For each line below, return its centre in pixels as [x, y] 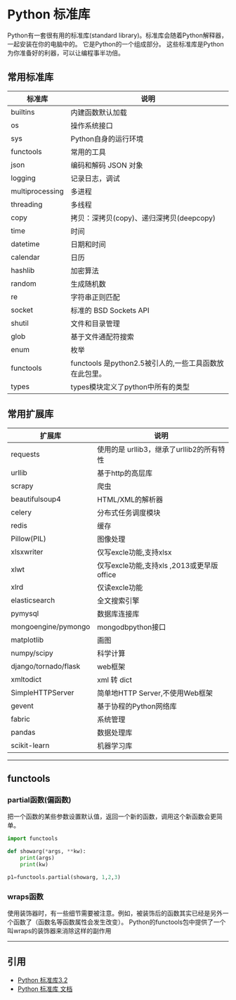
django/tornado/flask [46, 666]
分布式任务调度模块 [129, 512]
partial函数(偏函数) [39, 799]
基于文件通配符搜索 [103, 336]
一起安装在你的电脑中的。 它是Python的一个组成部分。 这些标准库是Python [116, 44]
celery [21, 512]
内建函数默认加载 [99, 112]
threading [27, 204]
